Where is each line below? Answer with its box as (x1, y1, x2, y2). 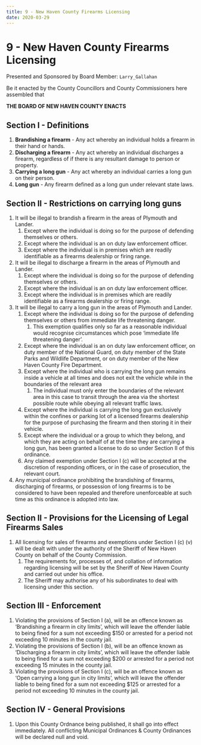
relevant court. (23, 470, 61, 477)
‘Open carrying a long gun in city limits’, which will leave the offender (14, 674, 185, 681)
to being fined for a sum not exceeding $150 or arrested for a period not (14, 629, 193, 637)
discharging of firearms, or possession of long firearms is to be (14, 483, 171, 490)
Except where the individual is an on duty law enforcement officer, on (23, 342, 196, 350)
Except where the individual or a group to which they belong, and (23, 431, 185, 439)
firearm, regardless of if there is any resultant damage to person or (14, 155, 180, 162)
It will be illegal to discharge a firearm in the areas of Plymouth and (14, 259, 181, 267)
